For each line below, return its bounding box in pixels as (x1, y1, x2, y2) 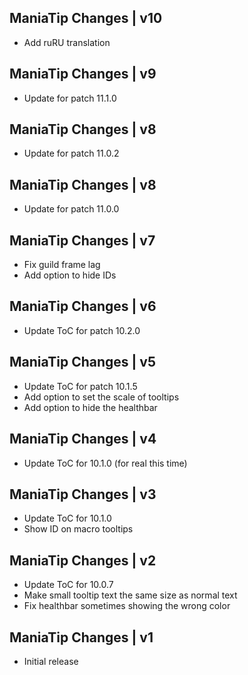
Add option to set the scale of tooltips (23, 391, 180, 403)
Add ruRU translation (23, 36, 111, 48)
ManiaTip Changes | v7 (9, 232, 156, 249)
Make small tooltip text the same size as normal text (23, 589, 238, 601)
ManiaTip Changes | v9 (9, 66, 157, 83)
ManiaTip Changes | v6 (9, 298, 157, 315)
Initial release (23, 655, 79, 667)
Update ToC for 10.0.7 (23, 579, 114, 591)
